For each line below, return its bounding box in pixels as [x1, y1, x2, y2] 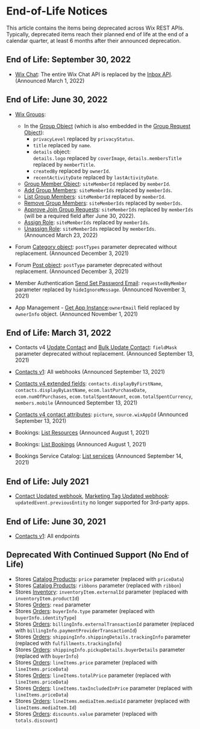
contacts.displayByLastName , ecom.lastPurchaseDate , [14, 387, 147, 394]
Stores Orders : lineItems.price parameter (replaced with [14, 658, 158, 666]
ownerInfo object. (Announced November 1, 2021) [14, 310, 139, 318]
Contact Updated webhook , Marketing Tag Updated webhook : [14, 492, 170, 499]
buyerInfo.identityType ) [14, 614, 77, 621]
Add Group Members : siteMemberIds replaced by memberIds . [23, 186, 173, 194]
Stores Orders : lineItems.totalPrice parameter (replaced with [14, 672, 171, 679]
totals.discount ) [14, 716, 58, 724]
